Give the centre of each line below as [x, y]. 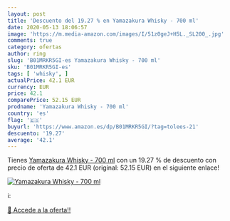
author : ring [27, 54]
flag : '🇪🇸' [25, 120]
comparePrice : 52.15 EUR [44, 101]
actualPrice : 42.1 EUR [41, 80]
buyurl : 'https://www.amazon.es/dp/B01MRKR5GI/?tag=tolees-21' [103, 127]
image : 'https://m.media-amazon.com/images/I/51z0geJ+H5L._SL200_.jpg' [116, 34]
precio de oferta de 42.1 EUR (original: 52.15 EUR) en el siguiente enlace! [113, 168]
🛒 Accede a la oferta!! [39, 210]
